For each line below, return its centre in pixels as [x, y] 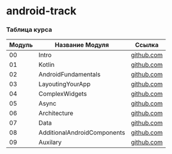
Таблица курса [29, 30]
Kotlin [47, 65]
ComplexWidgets [63, 94]
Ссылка [147, 45]
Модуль [21, 45]
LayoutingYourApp [64, 84]
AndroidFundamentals [70, 75]
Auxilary [50, 143]
